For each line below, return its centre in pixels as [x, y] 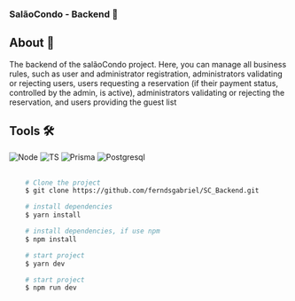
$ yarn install [53, 215]
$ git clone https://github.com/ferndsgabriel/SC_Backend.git [142, 191]
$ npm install [51, 239]
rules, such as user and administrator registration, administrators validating [146, 74]
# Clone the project [63, 182]
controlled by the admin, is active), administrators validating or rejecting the [147, 92]
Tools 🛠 [32, 131]
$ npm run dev [51, 288]
